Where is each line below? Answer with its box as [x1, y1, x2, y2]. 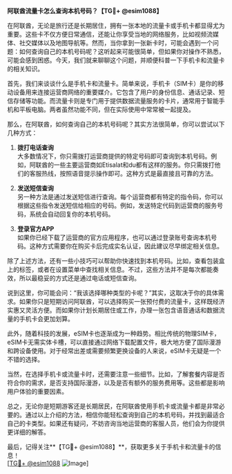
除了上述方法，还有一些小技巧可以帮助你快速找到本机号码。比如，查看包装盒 [7, 257, 225, 265]
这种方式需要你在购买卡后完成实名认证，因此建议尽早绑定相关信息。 [29, 242, 223, 250]
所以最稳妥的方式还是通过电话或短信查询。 [19, 274, 140, 282]
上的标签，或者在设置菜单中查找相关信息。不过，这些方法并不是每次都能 [7, 266, 213, 273]
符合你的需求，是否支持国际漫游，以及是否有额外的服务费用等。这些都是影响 [7, 379, 225, 387]
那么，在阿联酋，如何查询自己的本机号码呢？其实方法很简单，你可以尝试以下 [7, 120, 225, 128]
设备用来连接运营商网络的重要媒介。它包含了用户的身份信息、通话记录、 [12, 88, 219, 96]
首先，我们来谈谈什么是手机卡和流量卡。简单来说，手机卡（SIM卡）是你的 [7, 80, 218, 87]
